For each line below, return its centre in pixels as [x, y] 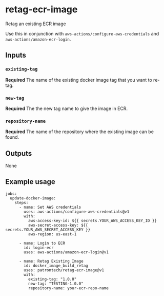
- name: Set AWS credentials [50, 207]
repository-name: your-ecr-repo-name [68, 288]
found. [12, 137]
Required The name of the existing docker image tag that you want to [79, 80]
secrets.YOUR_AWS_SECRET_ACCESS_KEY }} [48, 230]
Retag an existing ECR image [36, 24]
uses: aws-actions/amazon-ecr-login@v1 [66, 252]
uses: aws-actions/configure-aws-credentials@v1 [77, 212]
